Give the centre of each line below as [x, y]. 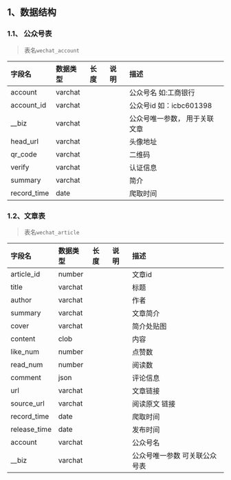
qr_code [24, 154]
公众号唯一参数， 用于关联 [172, 118]
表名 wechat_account [52, 50]
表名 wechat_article [52, 232]
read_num [27, 364]
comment [26, 377]
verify [20, 167]
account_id [29, 105]
